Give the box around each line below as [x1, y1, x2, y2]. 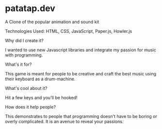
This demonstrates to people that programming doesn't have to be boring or [5, 113, 158, 119]
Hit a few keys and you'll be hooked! [5, 95, 78, 100]
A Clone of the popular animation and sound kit [5, 19, 99, 25]
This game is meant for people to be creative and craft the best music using [5, 71, 157, 76]
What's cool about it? [5, 85, 48, 91]
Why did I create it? [5, 37, 44, 43]
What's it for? [5, 61, 32, 67]
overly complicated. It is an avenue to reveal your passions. [5, 118, 124, 124]
